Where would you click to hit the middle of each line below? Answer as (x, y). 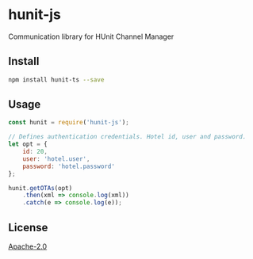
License (28, 227)
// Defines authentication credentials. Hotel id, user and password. (127, 137)
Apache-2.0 (28, 246)
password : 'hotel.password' (69, 166)
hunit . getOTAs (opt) (40, 188)
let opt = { (28, 144)
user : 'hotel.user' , (56, 159)
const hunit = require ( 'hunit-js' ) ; (69, 123)
